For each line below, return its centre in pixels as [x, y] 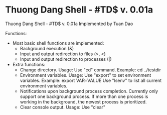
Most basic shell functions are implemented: [58, 43]
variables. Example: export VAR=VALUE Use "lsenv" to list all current [91, 80]
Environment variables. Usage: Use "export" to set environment [86, 75]
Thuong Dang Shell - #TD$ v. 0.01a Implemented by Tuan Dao [69, 24]
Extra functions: [29, 64]
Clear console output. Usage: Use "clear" [63, 107]
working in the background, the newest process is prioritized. [83, 101]
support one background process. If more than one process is [84, 96]
